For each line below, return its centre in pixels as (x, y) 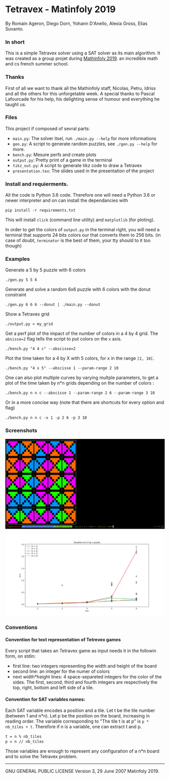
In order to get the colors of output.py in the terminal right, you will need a (82, 230)
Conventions (22, 628)
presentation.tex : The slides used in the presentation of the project (83, 171)
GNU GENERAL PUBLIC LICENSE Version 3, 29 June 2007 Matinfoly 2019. (82, 771)
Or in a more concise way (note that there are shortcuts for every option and (85, 402)
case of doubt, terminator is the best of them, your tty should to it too (78, 240)
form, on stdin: (20, 656)
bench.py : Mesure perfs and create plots (54, 154)
